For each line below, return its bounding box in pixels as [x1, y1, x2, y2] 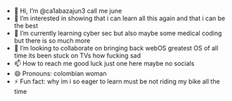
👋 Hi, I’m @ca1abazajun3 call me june [13, 7, 122, 15]
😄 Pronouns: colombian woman [13, 69, 107, 77]
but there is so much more [13, 36, 91, 45]
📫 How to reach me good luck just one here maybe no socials [13, 60, 195, 67]
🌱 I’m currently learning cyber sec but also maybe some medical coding [13, 29, 222, 37]
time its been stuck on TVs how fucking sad [13, 51, 141, 60]
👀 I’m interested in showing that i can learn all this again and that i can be [13, 14, 226, 22]
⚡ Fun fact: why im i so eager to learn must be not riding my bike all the [13, 77, 220, 86]
